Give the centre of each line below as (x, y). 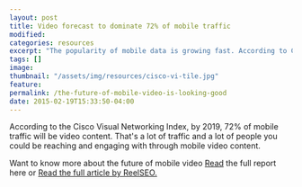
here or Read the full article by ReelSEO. (83, 173)
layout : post (34, 18)
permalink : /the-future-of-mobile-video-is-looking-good (118, 93)
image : (22, 68)
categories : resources (52, 43)
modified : (28, 34)
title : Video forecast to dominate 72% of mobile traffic (120, 26)
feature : (26, 85)
